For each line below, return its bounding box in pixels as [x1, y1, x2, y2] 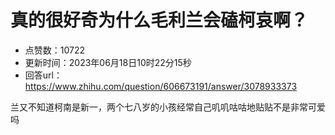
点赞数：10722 [24, 44, 86, 56]
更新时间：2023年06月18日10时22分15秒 [24, 56, 192, 68]
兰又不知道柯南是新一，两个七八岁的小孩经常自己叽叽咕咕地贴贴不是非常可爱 [10, 101, 326, 113]
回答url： [24, 69, 63, 81]
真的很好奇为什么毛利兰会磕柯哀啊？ [10, 9, 309, 32]
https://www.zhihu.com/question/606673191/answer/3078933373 [24, 80, 298, 92]
